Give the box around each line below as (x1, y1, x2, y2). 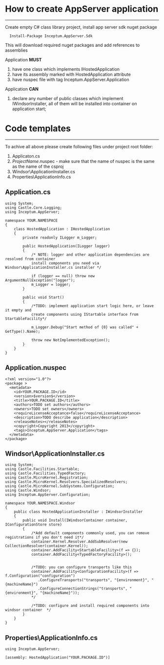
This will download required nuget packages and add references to (5, 42, 140, 48)
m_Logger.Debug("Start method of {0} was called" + (31, 324, 139, 330)
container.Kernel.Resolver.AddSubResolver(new (31, 539, 128, 544)
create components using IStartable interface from (31, 312, 139, 317)
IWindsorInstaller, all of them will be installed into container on (12, 101, 137, 106)
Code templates (5, 123, 71, 134)
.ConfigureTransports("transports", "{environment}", (38, 578, 150, 583)
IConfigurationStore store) (5, 522, 62, 527)
